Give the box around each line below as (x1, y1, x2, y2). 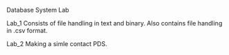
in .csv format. (6, 27, 48, 34)
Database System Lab (6, 6, 69, 14)
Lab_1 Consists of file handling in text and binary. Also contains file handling (6, 19, 223, 27)
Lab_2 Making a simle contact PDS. (6, 40, 108, 47)
